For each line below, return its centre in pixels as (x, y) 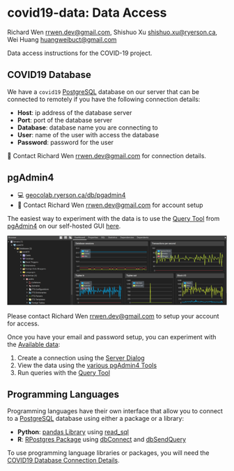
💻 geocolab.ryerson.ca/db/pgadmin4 (71, 195)
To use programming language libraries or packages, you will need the (108, 453)
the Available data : (34, 344)
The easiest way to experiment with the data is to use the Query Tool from (114, 218)
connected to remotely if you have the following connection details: (104, 99)
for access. (23, 323)
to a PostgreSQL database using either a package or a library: (96, 419)
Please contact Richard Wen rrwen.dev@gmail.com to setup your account (113, 316)
